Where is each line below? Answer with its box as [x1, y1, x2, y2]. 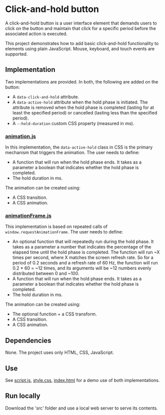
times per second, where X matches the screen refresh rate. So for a [12, 254, 154, 260]
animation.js [5, 132, 36, 139]
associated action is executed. [5, 30, 68, 36]
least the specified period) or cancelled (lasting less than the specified [12, 109, 158, 115]
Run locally [5, 391, 41, 400]
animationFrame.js [5, 212, 52, 219]
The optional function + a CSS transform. [12, 311, 97, 317]
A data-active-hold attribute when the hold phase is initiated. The [12, 99, 148, 105]
